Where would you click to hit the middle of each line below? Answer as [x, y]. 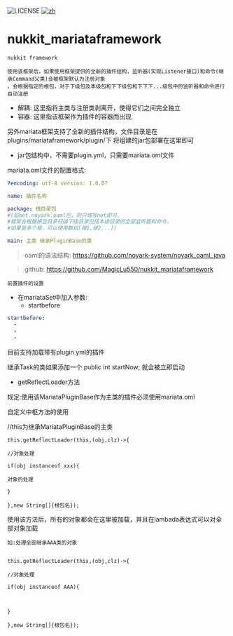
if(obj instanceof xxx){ [43, 466]
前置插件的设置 [26, 284]
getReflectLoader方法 [49, 382]
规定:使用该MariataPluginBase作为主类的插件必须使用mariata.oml [101, 397]
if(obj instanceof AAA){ [43, 587]
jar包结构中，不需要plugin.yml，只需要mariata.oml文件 [96, 155]
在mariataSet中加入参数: [52, 298]
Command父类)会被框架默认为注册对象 [59, 79]
